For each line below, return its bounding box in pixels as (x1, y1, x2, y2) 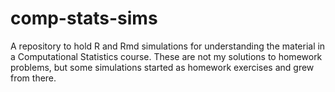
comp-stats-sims (10, 7, 158, 30)
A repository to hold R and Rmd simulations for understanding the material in (10, 40, 326, 52)
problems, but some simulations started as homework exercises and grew (10, 61, 315, 73)
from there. (10, 72, 57, 84)
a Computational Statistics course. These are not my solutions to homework (10, 50, 323, 62)
